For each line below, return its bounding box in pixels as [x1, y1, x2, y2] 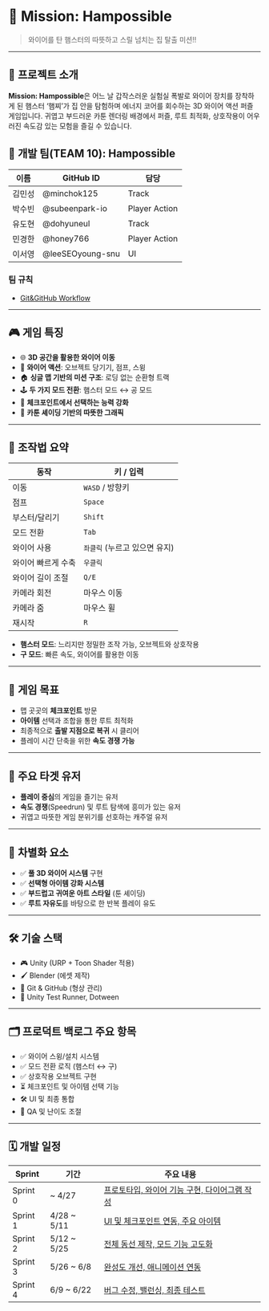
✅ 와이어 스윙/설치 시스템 [19, 1051, 100, 1061]
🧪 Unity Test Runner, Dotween [19, 991, 120, 1002]
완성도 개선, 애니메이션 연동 [103, 1262, 202, 1273]
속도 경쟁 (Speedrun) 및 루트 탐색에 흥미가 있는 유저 [19, 802, 182, 812]
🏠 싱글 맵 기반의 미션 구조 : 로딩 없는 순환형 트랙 [19, 373, 170, 382]
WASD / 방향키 [83, 482, 130, 493]
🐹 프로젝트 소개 [8, 68, 78, 82]
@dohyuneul [42, 218, 90, 229]
